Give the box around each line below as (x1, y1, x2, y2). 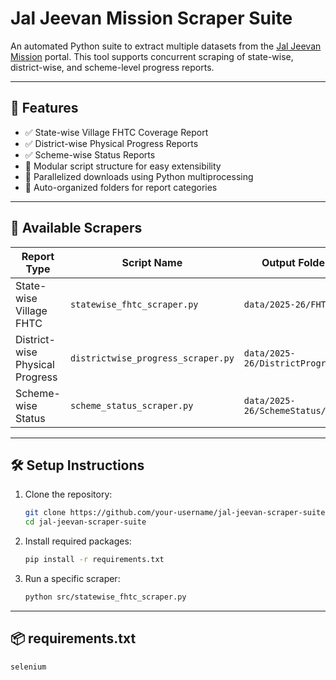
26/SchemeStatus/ (243, 405, 327, 416)
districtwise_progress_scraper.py (69, 352, 235, 364)
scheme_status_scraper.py (69, 400, 194, 411)
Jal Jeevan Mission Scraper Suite (10, 7, 293, 30)
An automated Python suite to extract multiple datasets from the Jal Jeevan (10, 40, 322, 52)
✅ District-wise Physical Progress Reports (24, 137, 199, 149)
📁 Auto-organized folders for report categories (24, 181, 218, 193)
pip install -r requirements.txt (24, 555, 165, 565)
